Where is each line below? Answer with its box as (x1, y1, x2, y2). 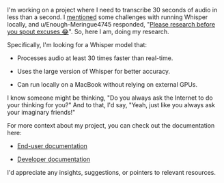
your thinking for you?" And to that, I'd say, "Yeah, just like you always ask (7, 101, 216, 109)
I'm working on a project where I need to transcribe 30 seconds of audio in (7, 6, 218, 14)
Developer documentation (16, 155, 91, 163)
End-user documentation (16, 142, 87, 150)
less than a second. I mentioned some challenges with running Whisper (7, 13, 208, 21)
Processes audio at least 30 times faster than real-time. (16, 54, 173, 62)
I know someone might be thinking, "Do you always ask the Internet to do (7, 94, 213, 102)
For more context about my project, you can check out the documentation (7, 122, 215, 129)
